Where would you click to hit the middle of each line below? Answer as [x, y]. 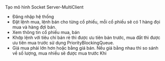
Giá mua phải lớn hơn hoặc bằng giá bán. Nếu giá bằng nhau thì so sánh [85, 48]
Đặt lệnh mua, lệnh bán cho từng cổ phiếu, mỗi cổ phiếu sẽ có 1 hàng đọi [86, 22]
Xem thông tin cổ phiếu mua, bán [46, 32]
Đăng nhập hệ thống [33, 16]
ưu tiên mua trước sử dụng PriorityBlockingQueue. [63, 43]
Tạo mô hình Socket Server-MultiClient [44, 7]
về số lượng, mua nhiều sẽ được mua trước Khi [59, 53]
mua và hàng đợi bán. [34, 27]
